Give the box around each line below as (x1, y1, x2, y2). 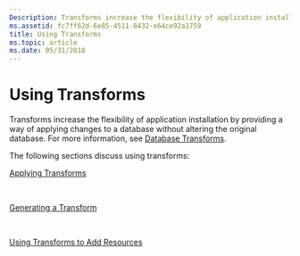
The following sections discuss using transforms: (9, 151, 190, 161)
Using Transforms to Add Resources (9, 237, 143, 248)
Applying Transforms (9, 168, 87, 178)
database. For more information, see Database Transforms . (9, 133, 227, 144)
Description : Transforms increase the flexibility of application (9, 12, 262, 22)
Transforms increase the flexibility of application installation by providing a (9, 114, 283, 125)
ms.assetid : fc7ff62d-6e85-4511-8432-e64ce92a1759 (9, 21, 202, 30)
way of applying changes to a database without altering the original (9, 124, 257, 135)
